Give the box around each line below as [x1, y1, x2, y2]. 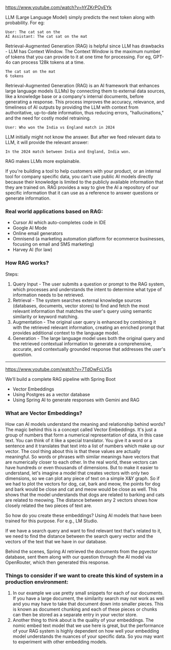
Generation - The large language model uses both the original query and [12, 335, 165, 341]
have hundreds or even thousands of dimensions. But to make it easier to [5, 464, 159, 470]
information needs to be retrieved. [12, 292, 84, 298]
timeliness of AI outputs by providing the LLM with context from [5, 104, 139, 110]
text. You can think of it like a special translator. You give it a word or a [5, 437, 153, 443]
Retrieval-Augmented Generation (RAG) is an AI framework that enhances [5, 83, 160, 88]
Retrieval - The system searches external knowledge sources [12, 297, 141, 303]
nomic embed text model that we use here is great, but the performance [12, 622, 164, 629]
